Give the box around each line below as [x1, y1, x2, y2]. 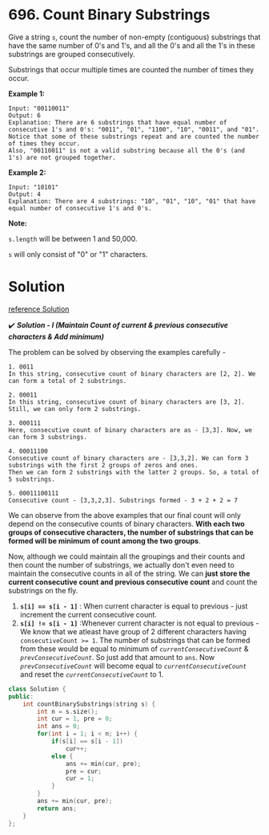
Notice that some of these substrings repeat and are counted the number [8, 132, 260, 141]
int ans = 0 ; [37, 723, 81, 731]
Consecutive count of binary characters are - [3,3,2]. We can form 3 [8, 454, 249, 462]
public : [8, 692, 34, 700]
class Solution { [8, 685, 66, 693]
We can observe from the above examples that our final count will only [8, 510, 242, 519]
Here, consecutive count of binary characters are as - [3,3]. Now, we [8, 426, 252, 434]
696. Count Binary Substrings [8, 6, 211, 24]
